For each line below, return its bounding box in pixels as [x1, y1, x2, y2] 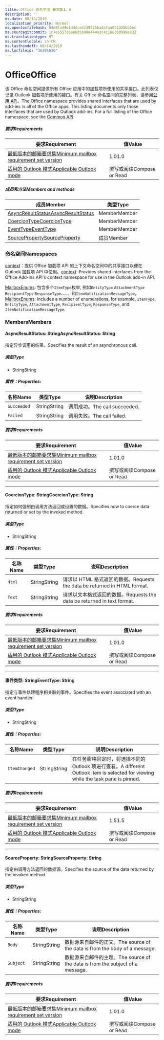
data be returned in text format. [62, 597, 135, 604]
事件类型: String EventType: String [5, 678, 75, 684]
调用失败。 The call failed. [68, 412, 126, 419]
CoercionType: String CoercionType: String [5, 492, 94, 498]
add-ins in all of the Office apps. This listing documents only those [5, 104, 139, 110]
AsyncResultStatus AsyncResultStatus [7, 210, 94, 217]
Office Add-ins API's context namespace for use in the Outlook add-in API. [5, 274, 155, 280]
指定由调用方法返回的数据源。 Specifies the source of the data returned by [5, 866, 154, 872]
